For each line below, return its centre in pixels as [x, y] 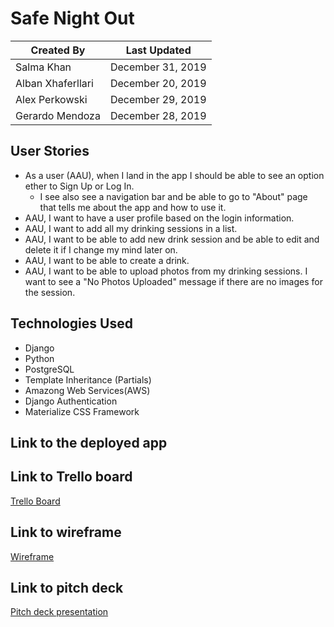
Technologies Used [71, 323]
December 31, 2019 [158, 67]
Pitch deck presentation [59, 612]
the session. [50, 292]
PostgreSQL [49, 369]
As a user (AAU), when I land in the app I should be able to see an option [174, 175]
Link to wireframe [66, 532]
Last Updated [158, 50]
